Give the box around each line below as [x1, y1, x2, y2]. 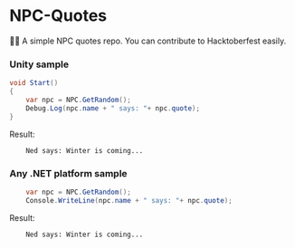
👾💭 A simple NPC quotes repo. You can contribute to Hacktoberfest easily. [9, 35, 287, 46]
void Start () [9, 79, 59, 88]
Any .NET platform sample [9, 167, 128, 179]
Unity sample [9, 58, 70, 71]
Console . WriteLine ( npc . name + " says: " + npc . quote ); [25, 196, 233, 205]
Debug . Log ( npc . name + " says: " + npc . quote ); [25, 103, 201, 113]
